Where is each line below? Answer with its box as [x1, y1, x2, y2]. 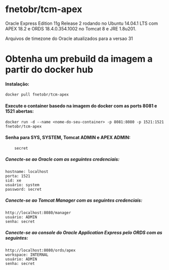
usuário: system [5, 182, 39, 188]
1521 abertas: [5, 108, 34, 114]
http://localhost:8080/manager [5, 210, 71, 215]
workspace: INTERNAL [5, 252, 49, 257]
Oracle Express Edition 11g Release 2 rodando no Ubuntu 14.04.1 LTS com [5, 20, 158, 26]
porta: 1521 [5, 173, 30, 178]
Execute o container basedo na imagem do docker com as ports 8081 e [5, 103, 157, 109]
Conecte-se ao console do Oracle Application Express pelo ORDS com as [5, 230, 163, 236]
